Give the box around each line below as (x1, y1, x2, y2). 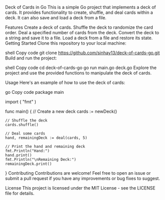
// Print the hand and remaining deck (5, 144, 85, 149)
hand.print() (5, 153, 32, 158)
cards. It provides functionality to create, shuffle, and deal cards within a (5, 9, 153, 15)
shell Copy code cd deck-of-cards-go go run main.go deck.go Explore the (5, 65, 157, 70)
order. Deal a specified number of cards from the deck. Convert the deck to (5, 30, 160, 35)
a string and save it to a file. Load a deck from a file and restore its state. (5, 35, 153, 41)
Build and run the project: (5, 55, 57, 61)
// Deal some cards (5, 131, 46, 136)
